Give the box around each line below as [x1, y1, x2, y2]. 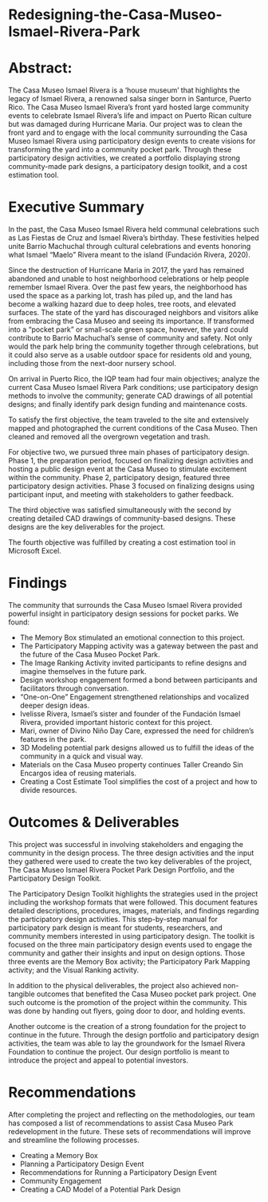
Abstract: [8, 59, 73, 77]
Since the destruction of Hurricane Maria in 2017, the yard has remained [8, 266, 245, 275]
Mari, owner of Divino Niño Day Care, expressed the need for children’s [19, 726, 254, 735]
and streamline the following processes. [8, 1135, 140, 1145]
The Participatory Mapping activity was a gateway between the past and [19, 641, 258, 651]
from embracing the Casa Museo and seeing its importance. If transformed [8, 317, 254, 326]
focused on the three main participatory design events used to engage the [8, 940, 253, 949]
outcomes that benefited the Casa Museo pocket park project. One [36, 989, 257, 999]
